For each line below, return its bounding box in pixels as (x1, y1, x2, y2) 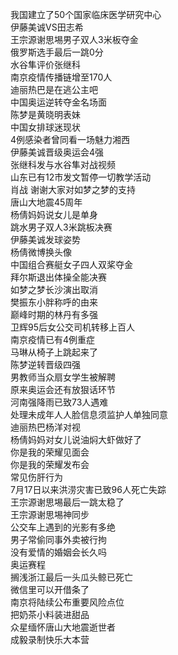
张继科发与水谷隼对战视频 (10, 159, 116, 170)
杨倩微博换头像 (10, 246, 72, 258)
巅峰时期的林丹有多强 (10, 309, 98, 320)
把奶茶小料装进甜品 (10, 609, 90, 620)
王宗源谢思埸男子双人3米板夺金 (10, 34, 139, 45)
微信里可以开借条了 (10, 584, 90, 595)
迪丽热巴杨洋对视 (10, 421, 81, 433)
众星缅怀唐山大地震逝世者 (10, 621, 116, 633)
